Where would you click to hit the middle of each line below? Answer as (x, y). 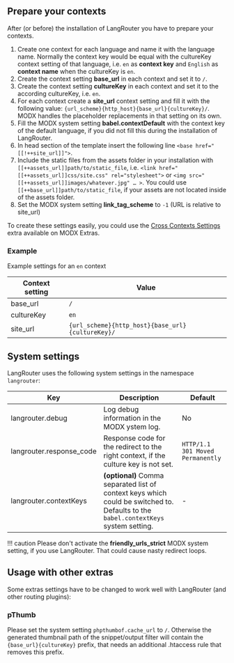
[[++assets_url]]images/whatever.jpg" (73, 183)
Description (139, 398)
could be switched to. (139, 501)
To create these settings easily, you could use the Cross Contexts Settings (114, 225)
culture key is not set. (138, 464)
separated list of (130, 484)
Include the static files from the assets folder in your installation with (115, 160)
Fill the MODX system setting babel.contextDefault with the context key (121, 123)
